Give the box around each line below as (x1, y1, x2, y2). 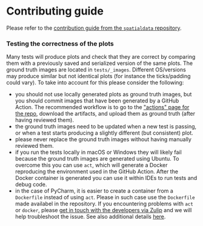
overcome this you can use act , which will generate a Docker (15, 162, 168, 169)
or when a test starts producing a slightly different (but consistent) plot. (15, 129, 193, 137)
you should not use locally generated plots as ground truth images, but (15, 91, 192, 98)
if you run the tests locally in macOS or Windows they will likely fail (15, 148, 182, 156)
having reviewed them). (15, 116, 75, 124)
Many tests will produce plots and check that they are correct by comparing (6, 53, 196, 61)
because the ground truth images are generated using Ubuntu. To (15, 155, 179, 162)
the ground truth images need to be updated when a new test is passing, (15, 123, 197, 130)
